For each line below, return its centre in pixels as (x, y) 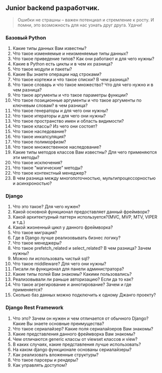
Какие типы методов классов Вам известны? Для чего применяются (85, 152)
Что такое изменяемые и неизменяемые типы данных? (70, 54)
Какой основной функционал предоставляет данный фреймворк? (81, 212)
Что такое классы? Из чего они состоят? (55, 126)
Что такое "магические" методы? (48, 168)
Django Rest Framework (35, 307)
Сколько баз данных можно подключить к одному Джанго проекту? (84, 295)
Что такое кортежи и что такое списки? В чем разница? (71, 80)
